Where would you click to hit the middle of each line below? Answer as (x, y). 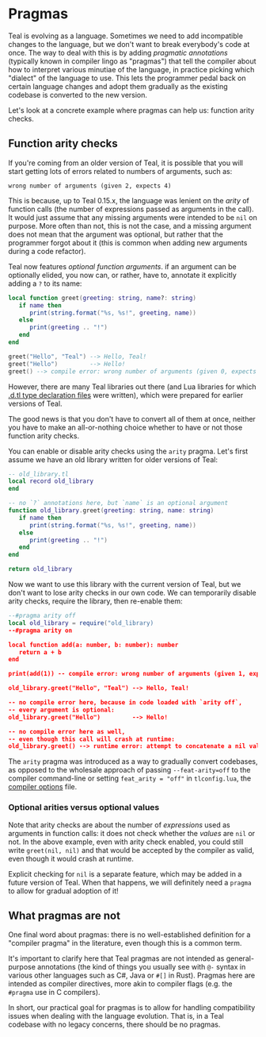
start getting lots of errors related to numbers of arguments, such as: (120, 171)
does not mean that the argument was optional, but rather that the (116, 234)
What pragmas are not (65, 915)
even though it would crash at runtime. (71, 858)
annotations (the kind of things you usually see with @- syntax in (141, 967)
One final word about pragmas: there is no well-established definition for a (129, 935)
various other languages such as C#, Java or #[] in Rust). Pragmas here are (132, 975)
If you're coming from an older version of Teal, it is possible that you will (126, 163)
